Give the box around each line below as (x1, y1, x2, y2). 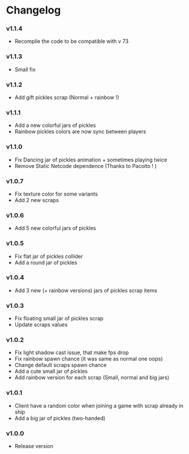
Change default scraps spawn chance (14, 362, 107, 369)
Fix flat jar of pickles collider (14, 253, 83, 260)
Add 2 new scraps (14, 196, 59, 203)
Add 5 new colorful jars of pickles (14, 224, 96, 232)
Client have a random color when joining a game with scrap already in (14, 402, 184, 409)
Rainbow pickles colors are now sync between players (14, 128, 147, 135)
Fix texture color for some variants (14, 190, 98, 197)
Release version (14, 443, 54, 450)
